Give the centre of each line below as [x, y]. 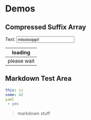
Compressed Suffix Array [46, 27]
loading [21, 53]
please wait [21, 61]
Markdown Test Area [38, 78]
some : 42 [14, 95]
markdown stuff [34, 114]
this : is [14, 90]
